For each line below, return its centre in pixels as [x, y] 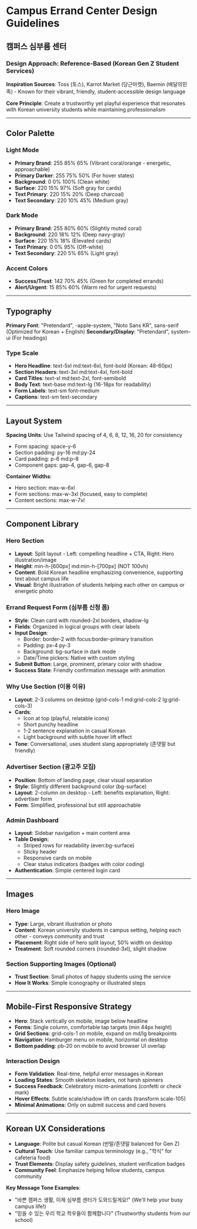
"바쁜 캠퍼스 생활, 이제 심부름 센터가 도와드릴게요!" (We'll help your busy [98, 1200]
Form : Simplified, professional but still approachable [78, 805]
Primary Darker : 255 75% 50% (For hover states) [74, 175]
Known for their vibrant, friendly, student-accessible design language [102, 91]
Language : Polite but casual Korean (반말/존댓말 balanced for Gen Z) [97, 1143]
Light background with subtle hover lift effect [77, 737]
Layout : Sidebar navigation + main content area [72, 833]
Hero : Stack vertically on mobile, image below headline [81, 1021]
